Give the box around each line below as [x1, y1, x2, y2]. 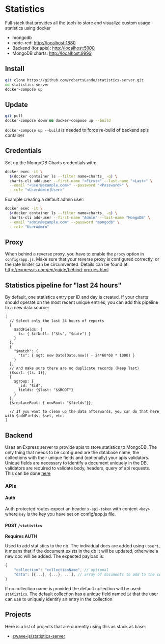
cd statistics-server [5, 82, 50, 87]
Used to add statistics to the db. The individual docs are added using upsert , [5, 543, 160, 549]
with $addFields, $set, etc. [5, 413, 65, 419]
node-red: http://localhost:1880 [12, 39, 76, 45]
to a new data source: [5, 305, 49, 311]
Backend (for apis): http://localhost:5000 [12, 45, 95, 51]
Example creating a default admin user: [5, 196, 84, 203]
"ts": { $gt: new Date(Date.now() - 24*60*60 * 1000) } [18, 353, 135, 358]
